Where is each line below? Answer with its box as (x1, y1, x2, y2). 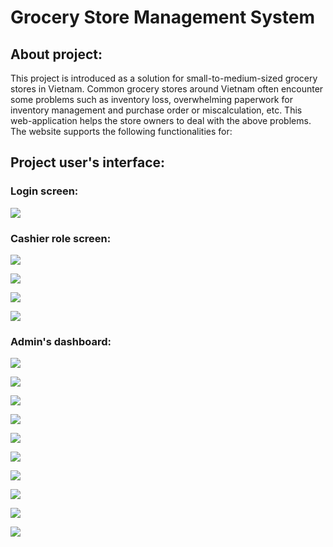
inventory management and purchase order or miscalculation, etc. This (10, 104, 303, 116)
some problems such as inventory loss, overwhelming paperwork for (10, 94, 293, 105)
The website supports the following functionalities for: (10, 126, 233, 137)
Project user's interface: (10, 154, 166, 171)
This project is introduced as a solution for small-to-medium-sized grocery (10, 72, 318, 84)
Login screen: (10, 184, 79, 198)
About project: (10, 46, 103, 63)
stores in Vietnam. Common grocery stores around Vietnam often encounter (10, 83, 324, 95)
